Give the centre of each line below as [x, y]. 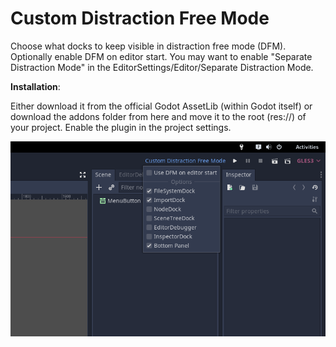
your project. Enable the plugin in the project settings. [121, 127]
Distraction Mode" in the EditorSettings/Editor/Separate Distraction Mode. [162, 67]
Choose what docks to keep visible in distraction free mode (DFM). [148, 46]
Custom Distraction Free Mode [140, 18]
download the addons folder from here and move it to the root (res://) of [158, 116]
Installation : [35, 86]
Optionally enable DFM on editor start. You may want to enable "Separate [161, 56]
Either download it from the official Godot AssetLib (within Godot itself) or [161, 106]
